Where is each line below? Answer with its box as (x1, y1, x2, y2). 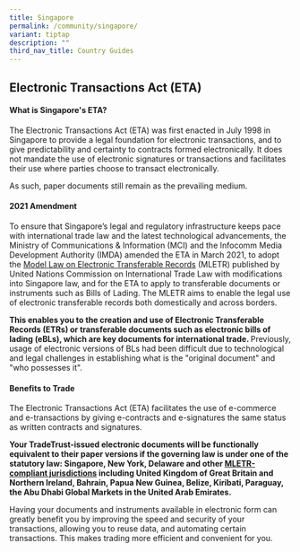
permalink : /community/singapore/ (9, 22, 139, 31)
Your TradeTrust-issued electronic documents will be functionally (9, 439, 260, 450)
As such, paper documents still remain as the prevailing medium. (9, 180, 248, 191)
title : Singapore (9, 13, 74, 22)
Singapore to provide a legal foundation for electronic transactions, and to (9, 134, 282, 145)
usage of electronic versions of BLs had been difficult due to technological (9, 343, 285, 354)
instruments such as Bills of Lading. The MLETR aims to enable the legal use (9, 287, 291, 298)
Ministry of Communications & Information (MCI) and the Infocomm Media (9, 240, 282, 250)
